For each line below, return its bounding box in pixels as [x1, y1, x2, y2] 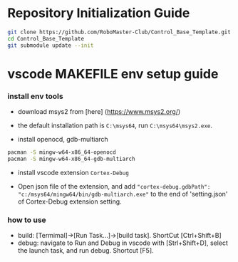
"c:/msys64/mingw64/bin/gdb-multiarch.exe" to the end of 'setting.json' [17, 189, 228, 198]
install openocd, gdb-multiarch [17, 135, 108, 144]
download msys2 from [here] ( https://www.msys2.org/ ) [17, 108, 181, 116]
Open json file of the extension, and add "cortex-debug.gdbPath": [17, 182, 211, 190]
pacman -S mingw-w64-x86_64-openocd [7, 149, 116, 156]
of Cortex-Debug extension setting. [17, 197, 123, 206]
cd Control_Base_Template [7, 35, 84, 42]
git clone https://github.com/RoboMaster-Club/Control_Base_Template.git [7, 28, 232, 36]
